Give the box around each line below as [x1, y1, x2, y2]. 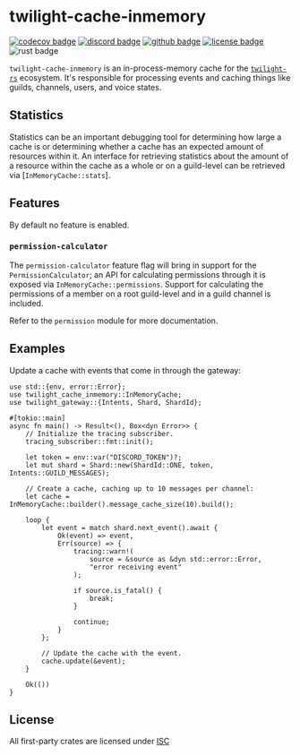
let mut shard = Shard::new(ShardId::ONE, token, [25, 460, 215, 469]
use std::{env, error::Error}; [9, 382, 126, 391]
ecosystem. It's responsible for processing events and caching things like [19, 72, 291, 82]
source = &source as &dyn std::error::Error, [89, 554, 262, 563]
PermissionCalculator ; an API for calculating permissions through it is [9, 269, 266, 279]
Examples [9, 341, 65, 356]
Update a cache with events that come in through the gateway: [9, 365, 242, 375]
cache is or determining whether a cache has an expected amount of [9, 141, 264, 151]
